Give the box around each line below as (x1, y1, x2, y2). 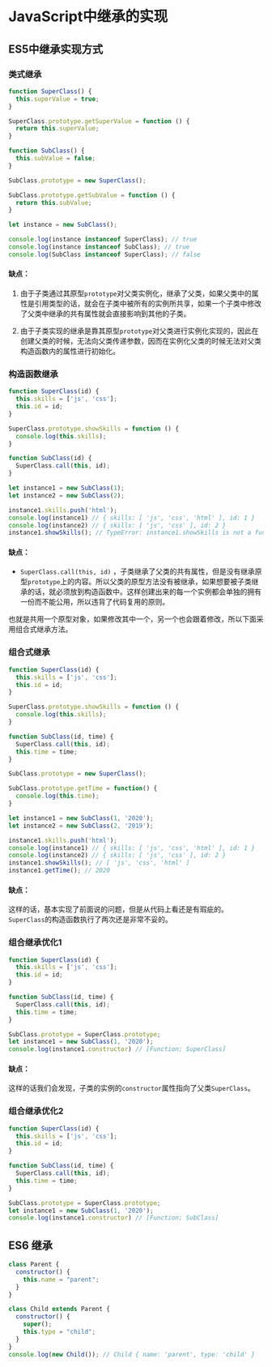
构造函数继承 (8, 368, 59, 379)
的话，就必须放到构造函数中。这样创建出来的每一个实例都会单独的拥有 (27, 587, 261, 596)
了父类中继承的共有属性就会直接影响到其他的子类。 (19, 309, 191, 318)
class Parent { (8, 1261, 60, 1269)
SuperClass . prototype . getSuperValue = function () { (8, 117, 190, 126)
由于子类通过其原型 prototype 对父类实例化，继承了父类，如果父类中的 (19, 288, 253, 298)
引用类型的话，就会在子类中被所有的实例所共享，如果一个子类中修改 (34, 298, 261, 308)
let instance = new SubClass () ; (8, 220, 117, 229)
